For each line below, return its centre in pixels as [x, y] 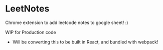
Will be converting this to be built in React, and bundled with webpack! [85, 42]
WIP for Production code [31, 32]
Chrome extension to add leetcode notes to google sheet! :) [67, 22]
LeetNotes [27, 9]
